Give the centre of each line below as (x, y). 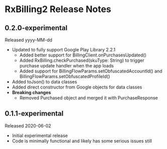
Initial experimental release (40, 135)
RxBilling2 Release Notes (58, 9)
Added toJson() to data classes (45, 82)
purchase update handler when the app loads (67, 66)
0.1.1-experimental (34, 114)
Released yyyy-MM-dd (28, 40)
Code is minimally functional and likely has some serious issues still (82, 141)
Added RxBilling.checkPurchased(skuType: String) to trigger (82, 60)
